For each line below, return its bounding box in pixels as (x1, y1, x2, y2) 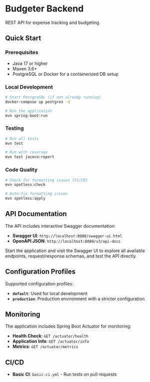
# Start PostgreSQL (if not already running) (5, 94, 101, 100)
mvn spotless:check (5, 182, 46, 187)
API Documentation (5, 210, 67, 218)
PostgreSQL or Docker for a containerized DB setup (12, 71, 119, 77)
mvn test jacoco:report (5, 154, 55, 160)
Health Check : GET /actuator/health (12, 333, 89, 339)
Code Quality (5, 166, 38, 173)
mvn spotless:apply (5, 196, 46, 201)
